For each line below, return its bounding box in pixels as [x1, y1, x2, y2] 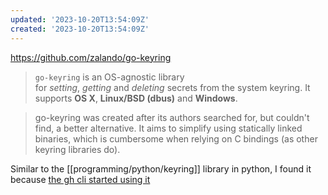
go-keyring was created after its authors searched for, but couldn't [34, 111, 310, 123]
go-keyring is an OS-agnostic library [34, 71, 185, 83]
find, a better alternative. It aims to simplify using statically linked [34, 122, 303, 134]
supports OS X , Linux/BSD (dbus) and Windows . [34, 92, 238, 104]
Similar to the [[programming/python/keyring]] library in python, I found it [10, 162, 312, 175]
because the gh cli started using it [10, 173, 151, 185]
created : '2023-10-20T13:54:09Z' [10, 24, 150, 34]
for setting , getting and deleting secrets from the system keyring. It [34, 81, 311, 93]
